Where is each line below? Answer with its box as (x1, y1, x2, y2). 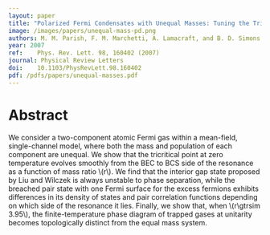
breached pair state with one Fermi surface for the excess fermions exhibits (8, 184, 260, 193)
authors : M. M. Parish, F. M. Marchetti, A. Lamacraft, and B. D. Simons (8, 34, 261, 43)
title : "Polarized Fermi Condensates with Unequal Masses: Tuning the (8, 19, 250, 27)
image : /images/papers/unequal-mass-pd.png (8, 26, 157, 34)
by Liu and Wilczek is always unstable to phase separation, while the (8, 175, 235, 184)
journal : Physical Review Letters (8, 57, 125, 65)
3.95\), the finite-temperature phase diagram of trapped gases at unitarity (8, 209, 253, 219)
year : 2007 (8, 42, 45, 50)
